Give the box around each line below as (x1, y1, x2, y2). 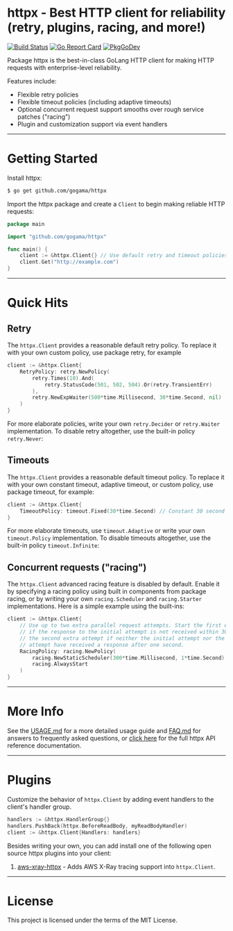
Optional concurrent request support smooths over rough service (17, 105, 205, 113)
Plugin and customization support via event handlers (17, 120, 168, 128)
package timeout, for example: (7, 488, 95, 496)
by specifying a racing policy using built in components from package (7, 587, 207, 595)
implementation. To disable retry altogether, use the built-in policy (7, 427, 196, 435)
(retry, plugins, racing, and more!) (7, 19, 206, 35)
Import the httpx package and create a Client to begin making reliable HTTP (7, 199, 225, 208)
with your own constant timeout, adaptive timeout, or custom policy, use (7, 480, 214, 488)
